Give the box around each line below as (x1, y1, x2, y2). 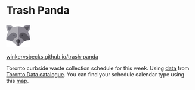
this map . (6, 77, 29, 84)
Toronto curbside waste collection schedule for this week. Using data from (6, 65, 190, 72)
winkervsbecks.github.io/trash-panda (6, 53, 98, 60)
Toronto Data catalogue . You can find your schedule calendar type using (6, 70, 185, 78)
